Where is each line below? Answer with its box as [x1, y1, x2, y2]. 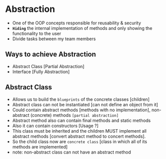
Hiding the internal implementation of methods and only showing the [12, 25, 153, 31]
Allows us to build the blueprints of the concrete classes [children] [12, 96, 150, 102]
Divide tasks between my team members [12, 36, 96, 42]
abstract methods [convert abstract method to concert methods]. [12, 133, 146, 139]
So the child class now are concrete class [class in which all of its [12, 138, 147, 145]
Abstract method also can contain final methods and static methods [12, 117, 151, 123]
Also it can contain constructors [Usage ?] [12, 123, 99, 129]
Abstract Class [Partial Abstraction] [12, 63, 85, 69]
